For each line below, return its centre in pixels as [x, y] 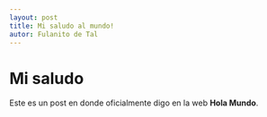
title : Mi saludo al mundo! [62, 26]
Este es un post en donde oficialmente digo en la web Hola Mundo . [134, 103]
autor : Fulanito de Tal [54, 34]
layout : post [34, 17]
